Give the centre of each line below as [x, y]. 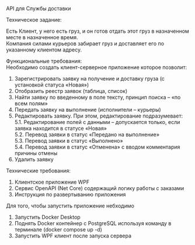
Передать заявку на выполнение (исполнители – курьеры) [88, 110]
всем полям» [31, 103]
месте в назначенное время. [42, 37]
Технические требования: [39, 171]
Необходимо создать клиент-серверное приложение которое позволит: [97, 67]
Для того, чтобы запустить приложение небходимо [70, 206]
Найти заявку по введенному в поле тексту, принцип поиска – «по [97, 97]
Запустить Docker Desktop [47, 217]
